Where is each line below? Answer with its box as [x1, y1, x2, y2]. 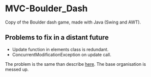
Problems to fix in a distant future [5, 33, 109, 42]
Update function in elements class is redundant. [12, 46, 109, 52]
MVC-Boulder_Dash [5, 3, 88, 14]
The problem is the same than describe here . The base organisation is [5, 61, 146, 67]
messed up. [5, 66, 29, 72]
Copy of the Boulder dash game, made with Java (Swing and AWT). [5, 19, 141, 25]
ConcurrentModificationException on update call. [12, 51, 111, 57]
